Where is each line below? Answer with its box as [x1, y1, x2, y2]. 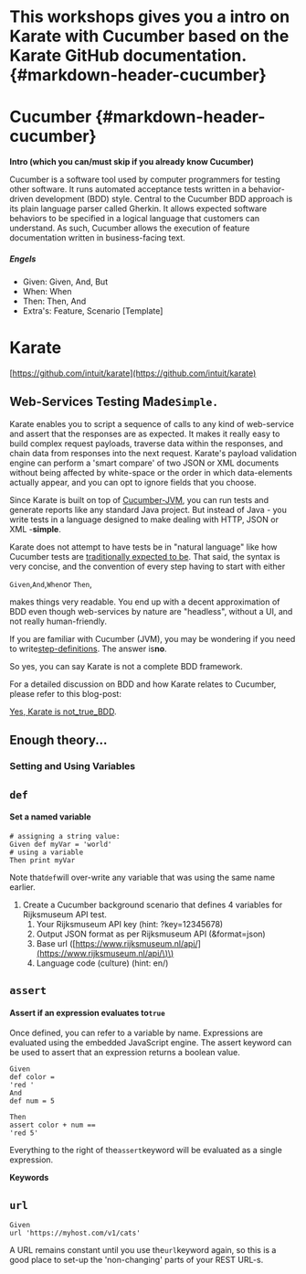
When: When [22, 286, 72, 297]
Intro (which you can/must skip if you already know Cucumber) [9, 156, 254, 167]
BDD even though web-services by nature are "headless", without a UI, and [9, 605, 293, 616]
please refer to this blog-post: [9, 688, 121, 699]
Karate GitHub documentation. [9, 46, 247, 66]
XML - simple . [9, 523, 61, 534]
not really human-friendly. [9, 616, 108, 626]
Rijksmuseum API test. [22, 908, 108, 920]
